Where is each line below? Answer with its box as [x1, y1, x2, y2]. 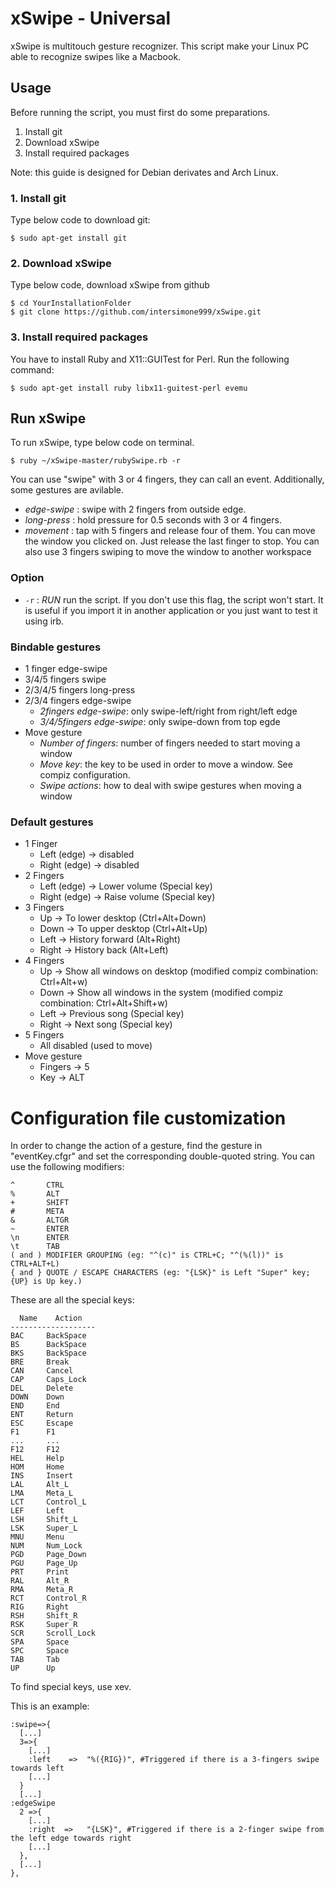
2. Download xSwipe [10, 256, 112, 270]
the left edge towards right [10, 1833, 132, 1844]
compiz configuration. [39, 769, 131, 781]
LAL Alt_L [10, 1480, 70, 1490]
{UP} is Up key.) [10, 1277, 83, 1287]
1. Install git [10, 191, 67, 205]
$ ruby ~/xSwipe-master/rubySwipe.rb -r [10, 456, 182, 466]
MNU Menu [10, 1532, 65, 1542]
